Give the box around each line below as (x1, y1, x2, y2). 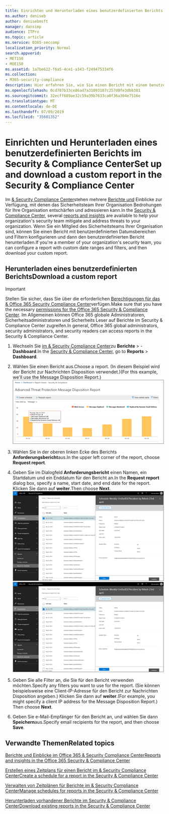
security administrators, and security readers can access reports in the (5, 328, 152, 334)
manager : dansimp (5, 24, 42, 29)
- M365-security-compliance (5, 77, 64, 83)
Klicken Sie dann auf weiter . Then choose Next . (12, 486, 111, 492)
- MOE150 (5, 61, 24, 67)
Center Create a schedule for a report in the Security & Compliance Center (5, 773, 158, 779)
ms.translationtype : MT (5, 98, 55, 103)
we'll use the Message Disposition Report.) (12, 374, 102, 380)
